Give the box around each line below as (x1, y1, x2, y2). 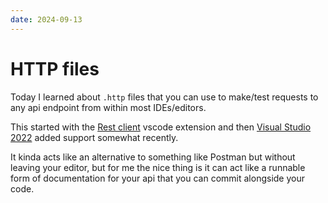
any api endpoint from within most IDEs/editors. (10, 101, 207, 113)
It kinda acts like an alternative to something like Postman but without (10, 151, 296, 163)
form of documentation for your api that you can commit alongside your (10, 172, 305, 184)
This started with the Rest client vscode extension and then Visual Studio (10, 121, 312, 133)
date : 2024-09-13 (10, 14, 83, 25)
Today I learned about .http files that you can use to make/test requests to (10, 91, 319, 103)
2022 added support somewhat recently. (10, 131, 179, 143)
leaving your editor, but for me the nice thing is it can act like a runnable (10, 161, 306, 173)
